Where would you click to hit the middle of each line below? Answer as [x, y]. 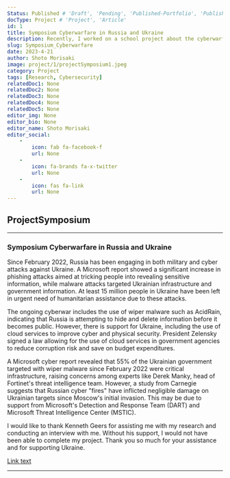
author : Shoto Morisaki [41, 58]
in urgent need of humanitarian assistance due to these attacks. [97, 298]
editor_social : [29, 134]
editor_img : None [32, 115]
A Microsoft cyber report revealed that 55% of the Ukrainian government [110, 361]
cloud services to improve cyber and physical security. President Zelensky [112, 334]
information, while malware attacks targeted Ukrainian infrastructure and [110, 284]
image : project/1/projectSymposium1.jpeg [67, 64]
